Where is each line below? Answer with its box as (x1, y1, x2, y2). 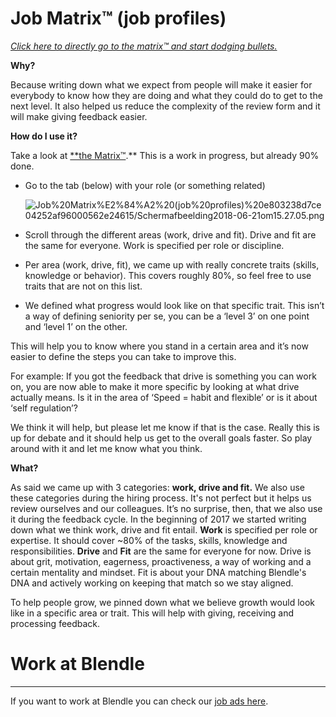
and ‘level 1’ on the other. (24, 320, 128, 332)
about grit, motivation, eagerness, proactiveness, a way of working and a (10, 555, 312, 567)
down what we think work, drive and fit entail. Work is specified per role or (10, 523, 318, 536)
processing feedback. (10, 617, 101, 629)
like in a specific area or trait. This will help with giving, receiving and (10, 607, 295, 619)
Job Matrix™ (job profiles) (10, 7, 227, 30)
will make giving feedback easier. (10, 110, 148, 122)
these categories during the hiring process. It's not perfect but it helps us (10, 492, 312, 504)
